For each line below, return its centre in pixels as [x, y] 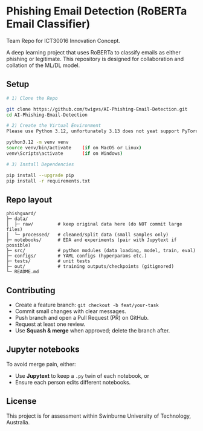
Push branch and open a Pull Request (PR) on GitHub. [82, 318]
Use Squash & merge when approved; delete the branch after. [92, 330]
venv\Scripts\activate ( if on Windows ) [64, 153]
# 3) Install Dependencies [40, 164]
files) [14, 230]
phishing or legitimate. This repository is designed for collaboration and [95, 59]
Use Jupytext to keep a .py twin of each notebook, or [82, 375]
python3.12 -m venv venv [37, 142]
